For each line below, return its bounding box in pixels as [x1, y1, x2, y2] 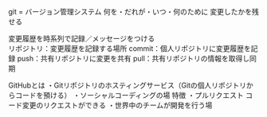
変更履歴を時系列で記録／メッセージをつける [8, 34, 155, 43]
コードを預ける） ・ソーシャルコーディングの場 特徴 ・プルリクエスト [14, 91, 245, 99]
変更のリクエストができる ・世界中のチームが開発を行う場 [22, 100, 213, 110]
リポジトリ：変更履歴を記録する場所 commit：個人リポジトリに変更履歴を [8, 44, 251, 53]
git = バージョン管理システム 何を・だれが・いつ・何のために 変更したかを [8, 7, 253, 16]
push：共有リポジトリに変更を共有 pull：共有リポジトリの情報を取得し [17, 54, 250, 63]
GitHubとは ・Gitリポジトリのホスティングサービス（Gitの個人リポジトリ [8, 80, 247, 90]
